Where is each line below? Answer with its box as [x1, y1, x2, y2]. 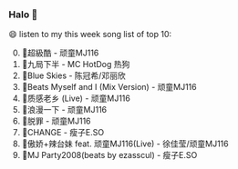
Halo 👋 [8, 8, 38, 21]
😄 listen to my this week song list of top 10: [8, 29, 172, 40]
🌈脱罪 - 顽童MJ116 [21, 115, 92, 126]
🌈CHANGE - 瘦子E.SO [21, 127, 105, 138]
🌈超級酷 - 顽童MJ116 [21, 47, 99, 58]
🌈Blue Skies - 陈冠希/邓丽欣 [21, 70, 126, 81]
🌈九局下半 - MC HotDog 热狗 [21, 59, 130, 70]
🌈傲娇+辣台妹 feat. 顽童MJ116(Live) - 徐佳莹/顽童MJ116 [21, 138, 229, 149]
